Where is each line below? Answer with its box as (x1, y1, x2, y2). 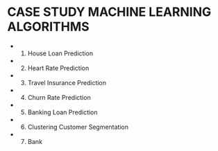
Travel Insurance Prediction (27, 78, 106, 87)
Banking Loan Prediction (27, 108, 99, 116)
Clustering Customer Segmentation (27, 123, 129, 131)
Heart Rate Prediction (27, 64, 90, 72)
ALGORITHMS (7, 19, 90, 35)
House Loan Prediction (27, 49, 94, 57)
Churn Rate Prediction (27, 93, 92, 101)
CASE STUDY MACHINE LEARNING (7, 4, 212, 20)
